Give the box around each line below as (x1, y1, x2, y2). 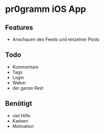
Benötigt (5, 99, 32, 108)
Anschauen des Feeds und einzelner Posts (12, 36, 100, 42)
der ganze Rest (12, 85, 44, 91)
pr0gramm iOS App (5, 3, 86, 15)
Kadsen (12, 118, 28, 124)
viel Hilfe (12, 113, 31, 119)
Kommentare (12, 64, 39, 70)
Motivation (12, 123, 35, 129)
